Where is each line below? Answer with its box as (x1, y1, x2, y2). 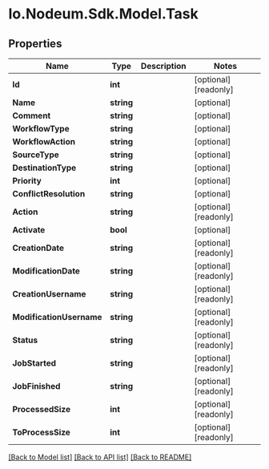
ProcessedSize (12, 404, 70, 414)
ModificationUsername (12, 312, 102, 322)
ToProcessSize (12, 427, 70, 438)
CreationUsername (12, 289, 86, 299)
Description (140, 61, 187, 71)
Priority (12, 176, 42, 186)
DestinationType (12, 162, 77, 173)
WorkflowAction (12, 136, 76, 147)
